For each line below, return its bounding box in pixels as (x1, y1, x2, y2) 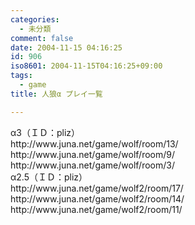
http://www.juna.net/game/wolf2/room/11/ (10, 203, 183, 215)
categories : (10, 14, 60, 25)
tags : (10, 71, 33, 81)
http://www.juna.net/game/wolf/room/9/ (10, 148, 175, 160)
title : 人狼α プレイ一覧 (10, 89, 103, 99)
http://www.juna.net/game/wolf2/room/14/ (10, 192, 185, 205)
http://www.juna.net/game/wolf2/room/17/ (10, 182, 184, 194)
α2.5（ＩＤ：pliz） (10, 171, 88, 183)
